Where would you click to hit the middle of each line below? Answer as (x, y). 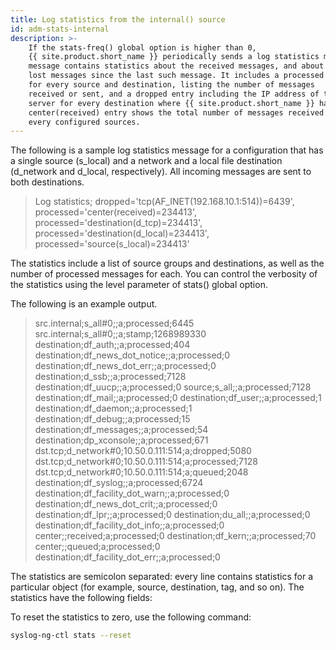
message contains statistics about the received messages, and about (176, 66)
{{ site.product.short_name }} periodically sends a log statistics (174, 57)
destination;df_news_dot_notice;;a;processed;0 (132, 355)
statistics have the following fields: (81, 598)
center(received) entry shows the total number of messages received (176, 112)
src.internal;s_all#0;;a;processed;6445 (114, 323)
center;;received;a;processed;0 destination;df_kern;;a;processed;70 (175, 536)
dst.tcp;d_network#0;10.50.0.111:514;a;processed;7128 (146, 462)
